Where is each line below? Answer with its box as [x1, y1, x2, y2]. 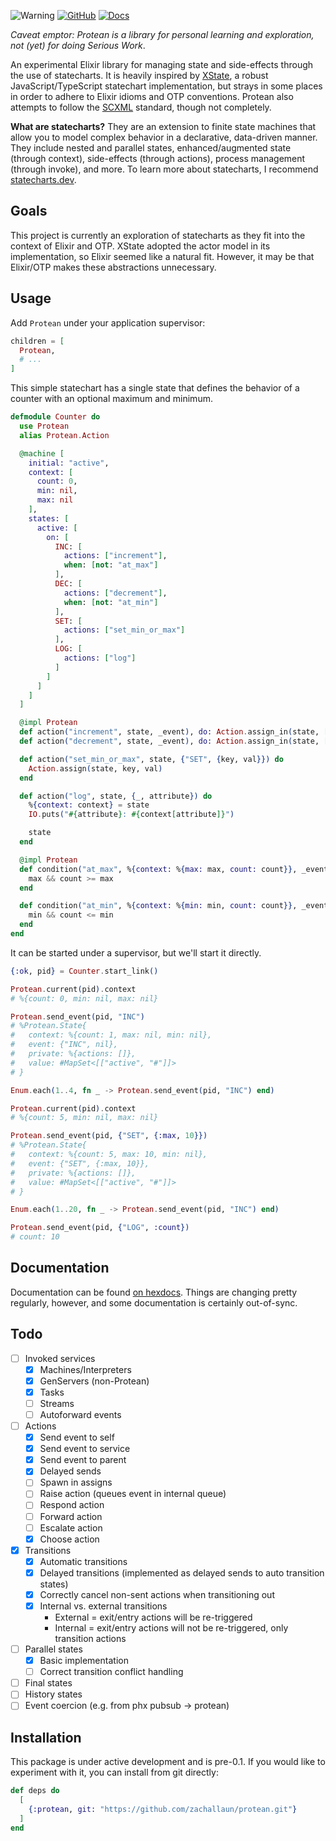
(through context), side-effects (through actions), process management [10, 153, 306, 164]
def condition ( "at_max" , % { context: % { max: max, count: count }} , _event [19, 864, 329, 874]
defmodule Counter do [10, 412, 101, 422]
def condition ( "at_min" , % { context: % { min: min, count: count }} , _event [19, 901, 329, 911]
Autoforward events [39, 1408, 122, 1420]
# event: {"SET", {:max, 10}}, [10, 1158, 150, 1169]
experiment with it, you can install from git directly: [10, 1766, 219, 1779]
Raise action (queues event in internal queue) [39, 1488, 227, 1500]
